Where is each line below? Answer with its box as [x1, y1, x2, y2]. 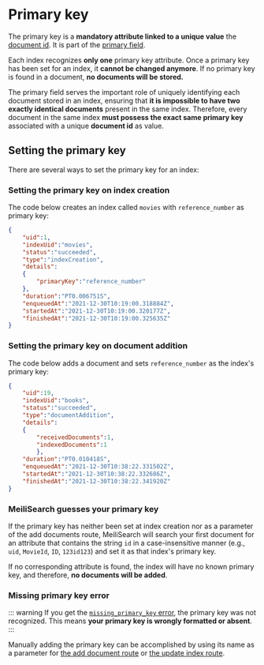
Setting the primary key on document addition [8, 340, 188, 351]
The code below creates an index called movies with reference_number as [8, 203, 244, 212]
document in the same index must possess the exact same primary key [8, 112, 244, 122]
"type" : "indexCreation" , [22, 255, 104, 264]
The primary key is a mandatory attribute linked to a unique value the [8, 32, 237, 41]
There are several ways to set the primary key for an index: [8, 164, 199, 175]
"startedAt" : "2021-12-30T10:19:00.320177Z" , [22, 306, 171, 315]
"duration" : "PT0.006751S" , [22, 292, 111, 300]
